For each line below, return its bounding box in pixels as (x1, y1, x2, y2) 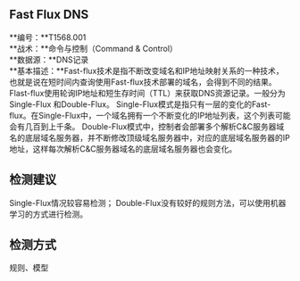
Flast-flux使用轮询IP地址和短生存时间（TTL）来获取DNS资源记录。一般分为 (9, 87, 286, 98)
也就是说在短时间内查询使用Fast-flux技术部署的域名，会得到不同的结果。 (9, 76, 277, 87)
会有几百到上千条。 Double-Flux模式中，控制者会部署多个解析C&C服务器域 (9, 120, 285, 132)
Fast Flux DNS (9, 7, 89, 22)
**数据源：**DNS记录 (9, 54, 89, 65)
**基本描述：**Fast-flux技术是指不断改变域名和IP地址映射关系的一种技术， (9, 65, 284, 76)
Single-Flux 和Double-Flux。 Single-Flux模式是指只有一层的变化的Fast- (9, 98, 271, 110)
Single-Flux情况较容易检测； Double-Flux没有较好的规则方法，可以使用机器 (9, 197, 287, 208)
